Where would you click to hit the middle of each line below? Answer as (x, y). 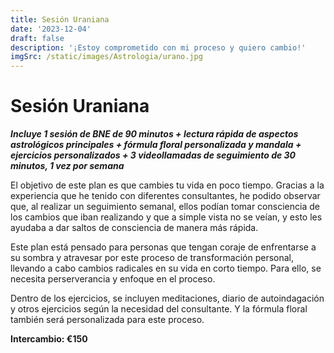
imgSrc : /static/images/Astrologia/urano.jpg (106, 57)
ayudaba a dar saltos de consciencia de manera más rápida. (134, 228)
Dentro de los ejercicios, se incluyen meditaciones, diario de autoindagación (167, 298)
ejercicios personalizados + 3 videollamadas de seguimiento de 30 (153, 155)
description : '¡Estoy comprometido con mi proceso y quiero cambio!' (158, 47)
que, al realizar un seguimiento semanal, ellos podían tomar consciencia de (165, 207)
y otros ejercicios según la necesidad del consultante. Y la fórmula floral (159, 309)
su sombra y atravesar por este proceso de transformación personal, (152, 258)
